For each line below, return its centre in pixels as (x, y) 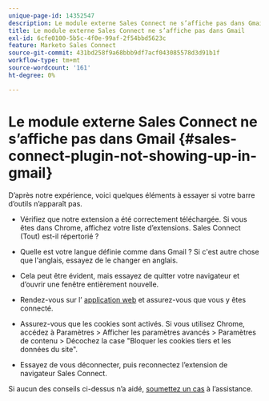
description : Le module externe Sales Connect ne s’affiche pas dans (127, 23)
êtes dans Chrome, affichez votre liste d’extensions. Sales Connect (130, 227)
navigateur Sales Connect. (64, 373)
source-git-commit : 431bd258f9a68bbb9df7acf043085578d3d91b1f (114, 53)
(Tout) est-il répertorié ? (59, 236)
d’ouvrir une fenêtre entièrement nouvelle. (89, 284)
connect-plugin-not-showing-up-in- (133, 156)
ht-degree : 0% (32, 75)
